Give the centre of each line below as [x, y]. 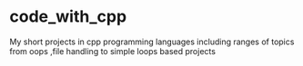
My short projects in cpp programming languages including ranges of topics [152, 42]
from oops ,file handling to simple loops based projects [113, 51]
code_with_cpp [68, 17]
